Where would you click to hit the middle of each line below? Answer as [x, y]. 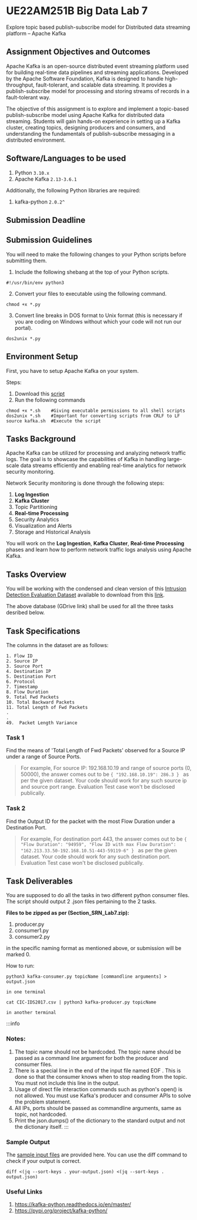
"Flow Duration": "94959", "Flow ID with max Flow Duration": [98, 844]
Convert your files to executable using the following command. [91, 294]
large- [175, 459]
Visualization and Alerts [43, 526]
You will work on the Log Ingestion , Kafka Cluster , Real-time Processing [95, 544]
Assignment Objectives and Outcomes [79, 52]
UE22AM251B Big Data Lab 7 [77, 11]
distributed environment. [36, 140]
